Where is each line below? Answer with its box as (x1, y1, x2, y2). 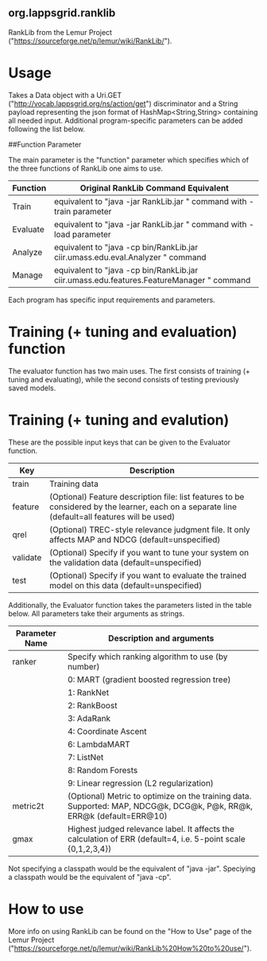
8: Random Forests (67, 764, 138, 775)
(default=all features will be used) (48, 511, 176, 522)
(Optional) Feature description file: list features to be (48, 491, 245, 502)
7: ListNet (67, 751, 104, 763)
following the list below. (8, 124, 86, 134)
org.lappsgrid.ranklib (8, 6, 116, 20)
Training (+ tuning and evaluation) (8, 323, 238, 341)
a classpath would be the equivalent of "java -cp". (8, 872, 172, 881)
